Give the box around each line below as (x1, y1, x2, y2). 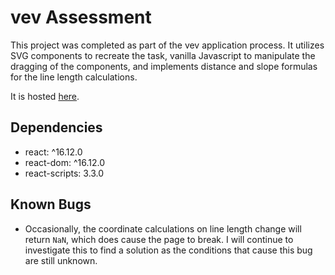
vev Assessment (10, 6, 152, 29)
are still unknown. (24, 254, 98, 266)
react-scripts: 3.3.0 (24, 167, 105, 179)
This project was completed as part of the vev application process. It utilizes (10, 39, 325, 51)
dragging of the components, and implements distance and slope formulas (10, 60, 318, 72)
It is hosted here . (10, 90, 80, 102)
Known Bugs (10, 196, 92, 213)
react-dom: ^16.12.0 (24, 156, 106, 168)
